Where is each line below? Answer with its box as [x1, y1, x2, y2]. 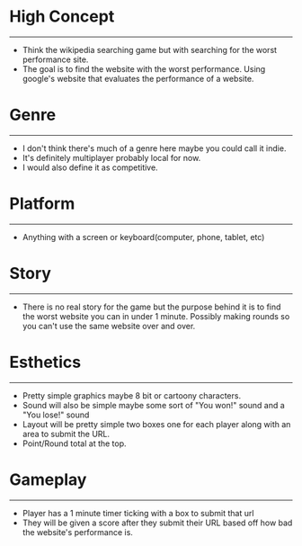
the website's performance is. [22, 526, 133, 537]
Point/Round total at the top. [22, 438, 128, 449]
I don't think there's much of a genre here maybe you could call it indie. [22, 142, 287, 154]
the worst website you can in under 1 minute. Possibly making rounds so [22, 310, 290, 321]
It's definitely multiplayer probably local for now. [22, 152, 201, 163]
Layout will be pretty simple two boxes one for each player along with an [22, 418, 291, 429]
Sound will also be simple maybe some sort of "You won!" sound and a [22, 399, 285, 410]
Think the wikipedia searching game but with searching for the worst [22, 44, 277, 55]
